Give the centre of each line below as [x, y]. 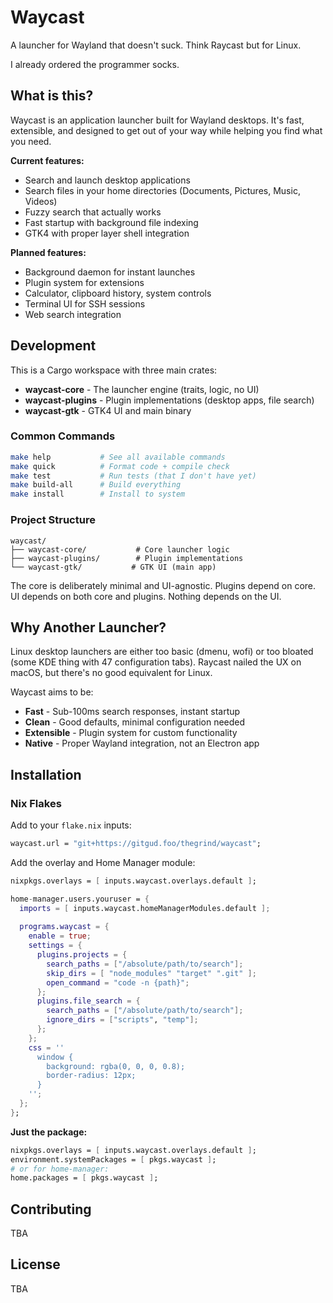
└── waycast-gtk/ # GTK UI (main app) [113, 567]
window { [55, 1057]
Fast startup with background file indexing [111, 222]
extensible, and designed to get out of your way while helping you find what [166, 130]
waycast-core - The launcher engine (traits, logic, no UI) [142, 389]
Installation [46, 774]
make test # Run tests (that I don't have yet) [133, 476]
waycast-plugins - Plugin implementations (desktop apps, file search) [169, 400]
